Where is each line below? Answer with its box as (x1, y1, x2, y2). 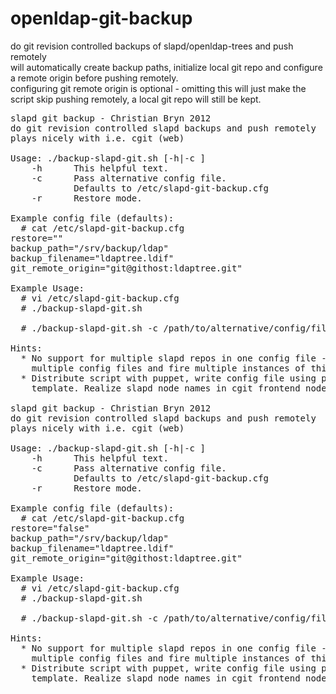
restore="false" (10, 522, 90, 534)
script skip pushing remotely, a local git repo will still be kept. (10, 93, 262, 105)
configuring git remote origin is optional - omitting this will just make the (10, 82, 307, 94)
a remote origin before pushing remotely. (10, 72, 179, 84)
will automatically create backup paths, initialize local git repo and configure (10, 61, 323, 73)
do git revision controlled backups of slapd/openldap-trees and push (10, 40, 294, 52)
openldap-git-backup (10, 7, 193, 30)
